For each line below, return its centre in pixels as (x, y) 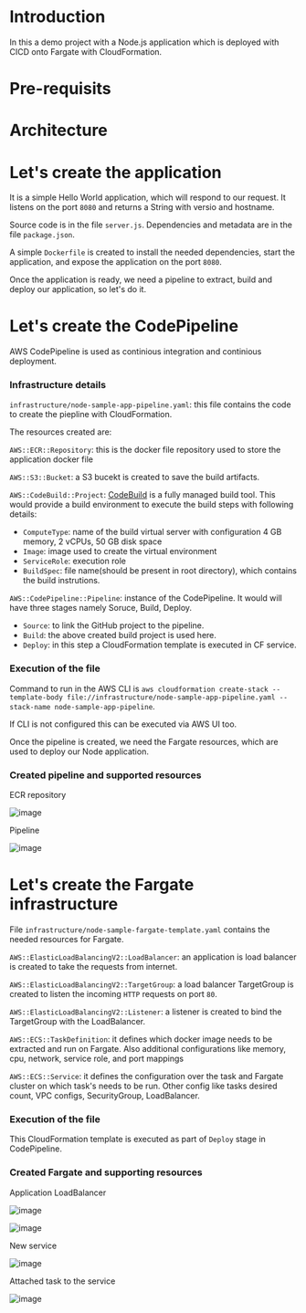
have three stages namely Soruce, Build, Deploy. (101, 608)
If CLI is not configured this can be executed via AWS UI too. (123, 724)
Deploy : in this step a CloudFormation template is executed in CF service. (159, 645)
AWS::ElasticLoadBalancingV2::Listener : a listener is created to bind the (146, 1012)
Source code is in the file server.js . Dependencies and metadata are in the (151, 225)
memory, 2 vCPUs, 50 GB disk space (92, 541)
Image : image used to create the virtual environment (120, 551)
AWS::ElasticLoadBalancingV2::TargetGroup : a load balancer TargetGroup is (152, 984)
